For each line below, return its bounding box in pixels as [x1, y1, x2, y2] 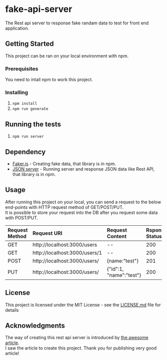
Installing [5, 89, 28, 95]
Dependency [5, 148, 46, 156]
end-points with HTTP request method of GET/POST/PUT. [5, 204, 124, 210]
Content [106, 233, 127, 240]
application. [5, 25, 29, 31]
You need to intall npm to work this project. [5, 77, 93, 83]
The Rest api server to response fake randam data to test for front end [5, 20, 149, 26]
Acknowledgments [5, 321, 66, 330]
